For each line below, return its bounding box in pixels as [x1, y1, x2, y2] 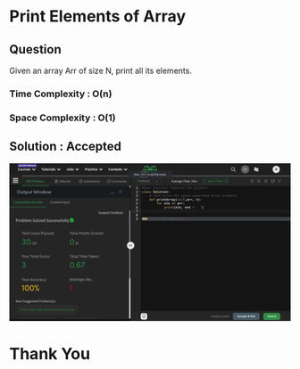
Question [9, 42, 62, 57]
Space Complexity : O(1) [9, 111, 116, 124]
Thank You [9, 344, 91, 365]
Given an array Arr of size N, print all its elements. [9, 65, 192, 76]
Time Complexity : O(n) [9, 87, 112, 100]
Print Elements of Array [9, 6, 186, 27]
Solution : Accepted [9, 139, 122, 154]
